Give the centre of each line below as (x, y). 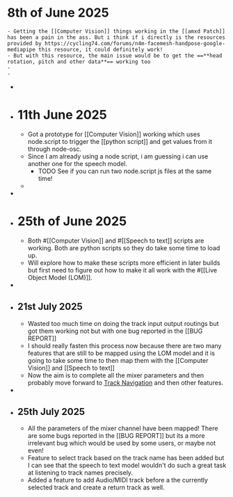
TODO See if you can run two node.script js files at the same (125, 171)
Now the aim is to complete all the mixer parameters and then (116, 375)
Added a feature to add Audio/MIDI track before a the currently (118, 480)
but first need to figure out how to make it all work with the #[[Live (122, 270)
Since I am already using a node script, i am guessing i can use (118, 156)
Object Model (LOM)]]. (60, 277)
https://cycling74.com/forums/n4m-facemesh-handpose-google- (135, 43)
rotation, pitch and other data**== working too (79, 62)
